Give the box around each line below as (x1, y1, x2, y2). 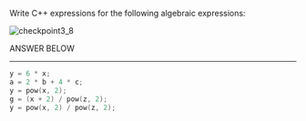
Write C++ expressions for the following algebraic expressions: (9, 8, 246, 18)
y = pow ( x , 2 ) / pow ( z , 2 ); (9, 103, 117, 112)
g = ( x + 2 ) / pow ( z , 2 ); (9, 95, 108, 104)
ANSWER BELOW (9, 43, 75, 54)
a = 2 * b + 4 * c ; (9, 77, 84, 86)
